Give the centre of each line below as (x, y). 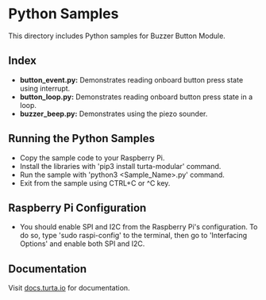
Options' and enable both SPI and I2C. (82, 244)
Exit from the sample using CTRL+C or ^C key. (95, 183)
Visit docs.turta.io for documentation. (69, 288)
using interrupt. (45, 88)
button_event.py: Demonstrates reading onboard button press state (131, 79)
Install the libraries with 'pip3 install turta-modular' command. (120, 166)
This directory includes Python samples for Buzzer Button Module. (117, 36)
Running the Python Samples (81, 138)
